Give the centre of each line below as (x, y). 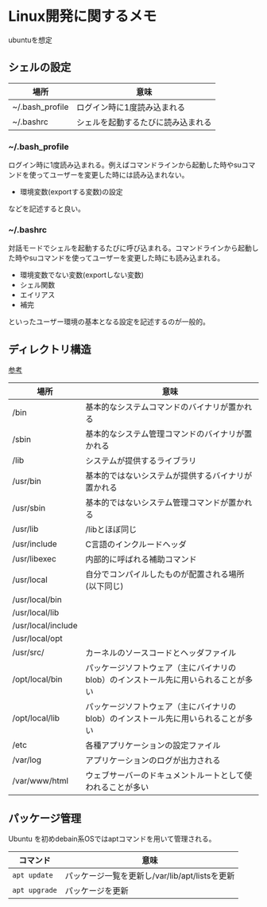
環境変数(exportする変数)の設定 (71, 192)
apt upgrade (35, 890)
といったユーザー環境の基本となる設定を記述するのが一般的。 (109, 322)
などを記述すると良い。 (46, 209)
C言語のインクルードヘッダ (136, 545)
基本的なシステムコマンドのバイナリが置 (161, 407)
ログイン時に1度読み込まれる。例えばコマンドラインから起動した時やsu (125, 165)
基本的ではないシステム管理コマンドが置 (161, 502)
